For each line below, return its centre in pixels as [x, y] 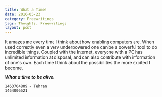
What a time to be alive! [30, 77]
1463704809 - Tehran [26, 86]
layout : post [18, 28]
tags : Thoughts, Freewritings [36, 23]
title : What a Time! [26, 10]
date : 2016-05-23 [23, 14]
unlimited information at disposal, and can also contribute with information [80, 57]
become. [14, 68]
